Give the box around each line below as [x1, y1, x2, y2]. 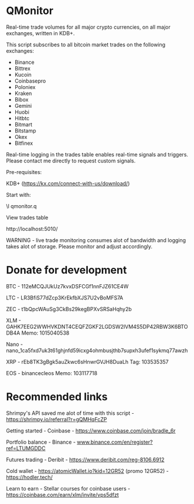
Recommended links [6, 390, 108, 404]
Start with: [6, 191, 31, 198]
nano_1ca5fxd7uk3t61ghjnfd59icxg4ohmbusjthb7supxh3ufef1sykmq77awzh [6, 347, 188, 354]
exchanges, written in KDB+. [6, 29, 75, 36]
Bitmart [14, 121, 33, 128]
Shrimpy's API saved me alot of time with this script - [6, 409, 134, 417]
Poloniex [14, 83, 36, 90]
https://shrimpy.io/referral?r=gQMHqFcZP [6, 416, 107, 423]
